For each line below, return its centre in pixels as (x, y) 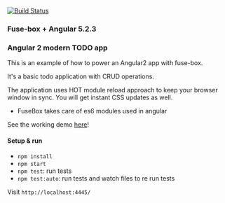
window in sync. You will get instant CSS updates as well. (90, 97)
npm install (35, 157)
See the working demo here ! (48, 125)
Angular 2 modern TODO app (57, 48)
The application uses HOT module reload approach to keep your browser (113, 90)
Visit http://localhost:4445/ (49, 192)
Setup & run (25, 141)
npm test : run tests (45, 171)
